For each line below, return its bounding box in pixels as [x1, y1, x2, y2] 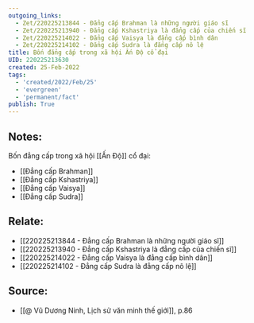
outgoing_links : [8, 11, 62, 20]
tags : [8, 71, 26, 79]
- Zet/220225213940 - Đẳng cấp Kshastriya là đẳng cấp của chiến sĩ [15, 26, 247, 34]
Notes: [8, 130, 42, 143]
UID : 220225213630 [8, 56, 69, 64]
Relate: [8, 215, 44, 228]
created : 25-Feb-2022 [8, 64, 80, 72]
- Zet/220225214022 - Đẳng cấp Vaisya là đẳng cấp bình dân [15, 33, 218, 42]
